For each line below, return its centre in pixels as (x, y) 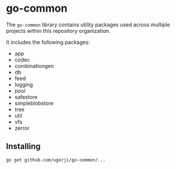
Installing (23, 146)
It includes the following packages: (48, 42)
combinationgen (34, 65)
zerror (22, 128)
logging (24, 84)
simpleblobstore (34, 103)
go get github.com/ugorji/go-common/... (56, 160)
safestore (26, 97)
